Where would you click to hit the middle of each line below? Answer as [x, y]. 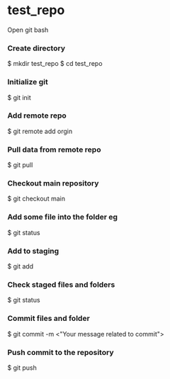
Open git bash [28, 30]
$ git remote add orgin [40, 131]
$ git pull [20, 165]
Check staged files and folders [61, 284]
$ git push [22, 368]
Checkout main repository [53, 183]
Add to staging [33, 251]
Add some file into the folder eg [63, 217]
